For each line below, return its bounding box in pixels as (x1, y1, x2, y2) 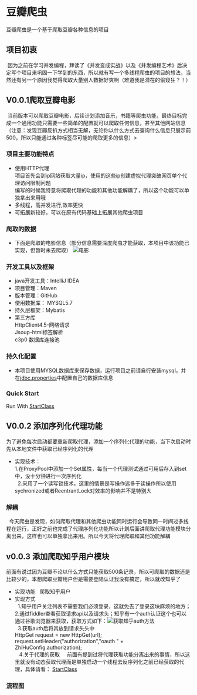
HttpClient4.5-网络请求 (14, 321, 70, 328)
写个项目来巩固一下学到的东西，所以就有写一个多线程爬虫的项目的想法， (11, 69, 186, 76)
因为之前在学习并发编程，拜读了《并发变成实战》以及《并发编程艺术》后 (7, 61, 182, 68)
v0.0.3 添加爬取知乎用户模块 (6, 551, 110, 561)
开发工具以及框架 (6, 263, 55, 271)
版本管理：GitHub (14, 292, 57, 299)
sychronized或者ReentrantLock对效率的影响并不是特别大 (14, 487, 152, 494)
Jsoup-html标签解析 (14, 329, 63, 336)
